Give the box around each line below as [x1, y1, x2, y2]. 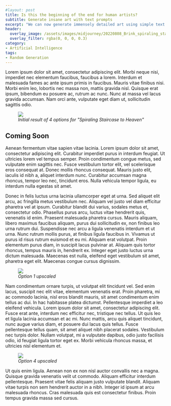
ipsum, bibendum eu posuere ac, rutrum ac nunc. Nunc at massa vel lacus [5, 91, 161, 97]
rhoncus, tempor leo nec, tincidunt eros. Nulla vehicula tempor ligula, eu [5, 177, 157, 184]
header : [5, 27, 22, 32]
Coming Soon [5, 131, 49, 140]
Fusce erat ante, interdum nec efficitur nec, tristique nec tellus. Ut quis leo [5, 310, 161, 317]
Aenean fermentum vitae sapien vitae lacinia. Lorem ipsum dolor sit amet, [5, 145, 159, 151]
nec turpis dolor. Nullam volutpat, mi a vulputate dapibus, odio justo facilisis [5, 332, 164, 338]
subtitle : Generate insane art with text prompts [5, 17, 113, 22]
